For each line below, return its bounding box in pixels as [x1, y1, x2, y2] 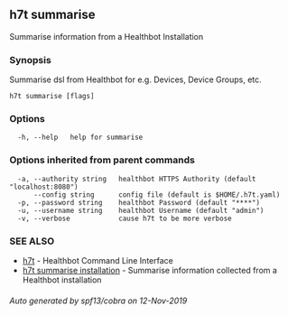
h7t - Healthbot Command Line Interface [22, 255, 173, 265]
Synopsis [9, 53, 51, 66]
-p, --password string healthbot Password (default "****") [17, 198, 260, 207]
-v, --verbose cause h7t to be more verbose [17, 214, 232, 223]
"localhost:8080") [9, 182, 79, 191]
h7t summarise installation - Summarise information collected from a [22, 265, 278, 275]
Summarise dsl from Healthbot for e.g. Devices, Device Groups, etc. [9, 74, 262, 85]
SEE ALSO [9, 235, 55, 247]
